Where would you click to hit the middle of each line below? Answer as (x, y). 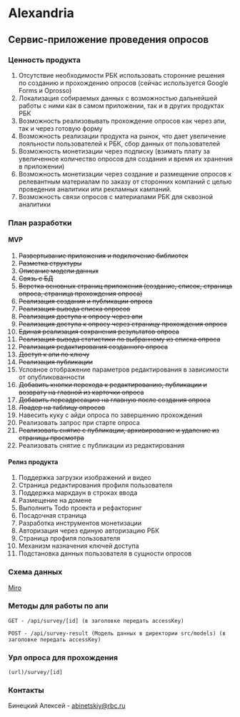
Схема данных (35, 572)
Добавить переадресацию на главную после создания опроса (115, 400)
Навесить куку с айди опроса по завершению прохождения (110, 415)
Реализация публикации (56, 362)
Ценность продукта (44, 60)
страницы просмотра (51, 438)
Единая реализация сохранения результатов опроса (99, 331)
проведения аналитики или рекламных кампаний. (95, 189)
